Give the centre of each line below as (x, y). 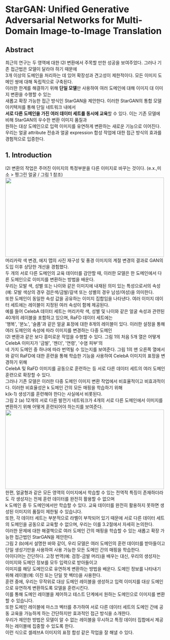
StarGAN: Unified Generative (67, 9)
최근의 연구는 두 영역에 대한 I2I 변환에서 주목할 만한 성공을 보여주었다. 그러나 (81, 63)
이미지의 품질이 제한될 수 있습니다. (48, 511)
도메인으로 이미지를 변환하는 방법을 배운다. (53, 279)
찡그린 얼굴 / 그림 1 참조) (39, 174)
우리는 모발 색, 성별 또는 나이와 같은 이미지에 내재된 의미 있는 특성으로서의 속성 (83, 285)
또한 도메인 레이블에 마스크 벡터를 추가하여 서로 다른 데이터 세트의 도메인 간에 (82, 607)
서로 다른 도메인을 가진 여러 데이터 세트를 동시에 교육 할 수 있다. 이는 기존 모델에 (83, 113)
